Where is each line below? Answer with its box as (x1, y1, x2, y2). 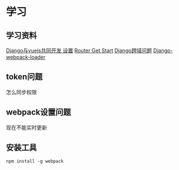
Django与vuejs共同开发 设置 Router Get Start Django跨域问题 (6, 47, 153, 54)
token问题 (6, 72, 43, 82)
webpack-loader (6, 54, 45, 60)
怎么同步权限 (6, 88, 37, 95)
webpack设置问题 (6, 107, 71, 117)
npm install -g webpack (6, 158, 64, 164)
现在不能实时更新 (6, 124, 47, 131)
